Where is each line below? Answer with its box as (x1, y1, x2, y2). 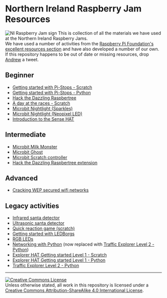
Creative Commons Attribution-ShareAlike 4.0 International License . (5, 288, 144, 294)
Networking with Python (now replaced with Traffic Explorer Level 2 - (12, 241, 155, 247)
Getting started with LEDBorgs (12, 231, 75, 237)
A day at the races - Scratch (12, 100, 71, 106)
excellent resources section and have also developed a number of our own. (5, 46, 160, 52)
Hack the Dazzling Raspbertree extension (12, 159, 98, 165)
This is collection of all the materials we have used (58, 30, 162, 36)
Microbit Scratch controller (12, 154, 68, 160)
